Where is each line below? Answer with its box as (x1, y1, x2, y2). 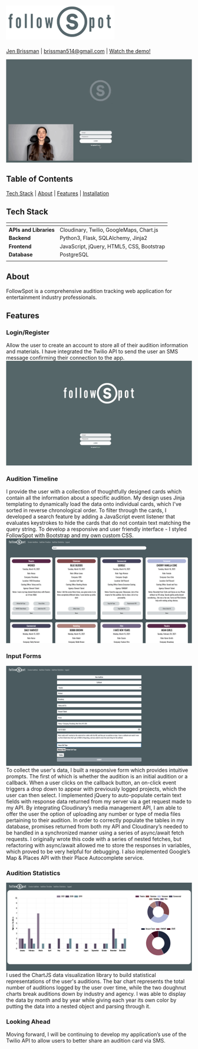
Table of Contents (6, 174, 74, 184)
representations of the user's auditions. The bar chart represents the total (6, 978, 185, 985)
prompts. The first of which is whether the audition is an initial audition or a (6, 773, 188, 780)
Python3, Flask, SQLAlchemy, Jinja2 (60, 235, 148, 242)
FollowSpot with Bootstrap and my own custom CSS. (6, 532, 134, 539)
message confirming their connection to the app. (6, 354, 125, 361)
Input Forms (6, 652, 42, 660)
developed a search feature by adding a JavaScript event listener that (6, 513, 176, 520)
